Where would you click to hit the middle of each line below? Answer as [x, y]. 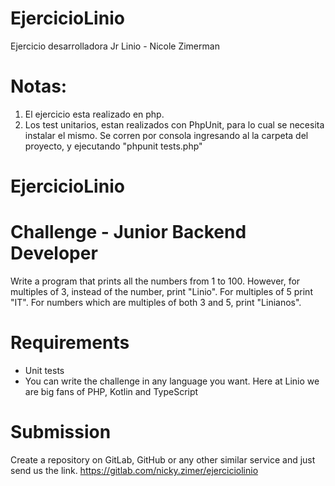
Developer [54, 253]
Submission [61, 432]
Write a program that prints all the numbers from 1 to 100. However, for [155, 281]
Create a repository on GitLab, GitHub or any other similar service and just [163, 459]
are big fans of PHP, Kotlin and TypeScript [111, 391]
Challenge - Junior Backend [128, 232]
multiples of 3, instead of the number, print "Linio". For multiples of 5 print [161, 291]
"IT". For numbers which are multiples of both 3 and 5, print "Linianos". [156, 302]
